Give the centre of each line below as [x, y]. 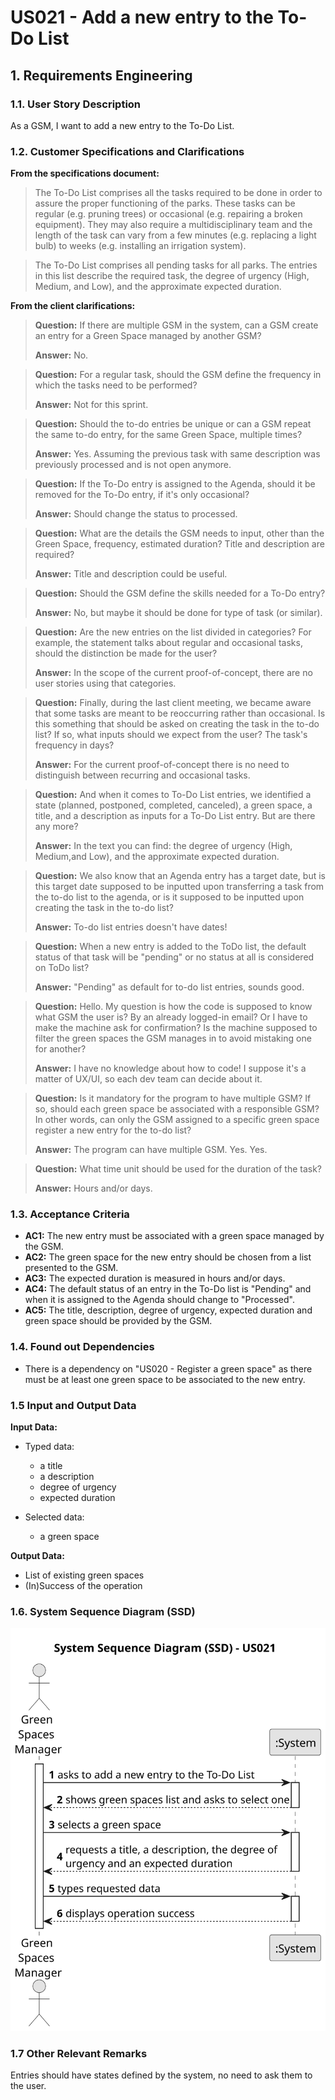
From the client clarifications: [73, 306]
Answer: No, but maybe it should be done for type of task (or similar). [178, 613]
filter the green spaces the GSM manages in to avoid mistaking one [173, 1038]
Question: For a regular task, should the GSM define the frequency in [178, 375]
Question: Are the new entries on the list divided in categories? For [173, 632]
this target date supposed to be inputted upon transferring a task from [179, 887]
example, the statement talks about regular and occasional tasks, [168, 643]
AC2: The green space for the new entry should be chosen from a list [168, 1257]
